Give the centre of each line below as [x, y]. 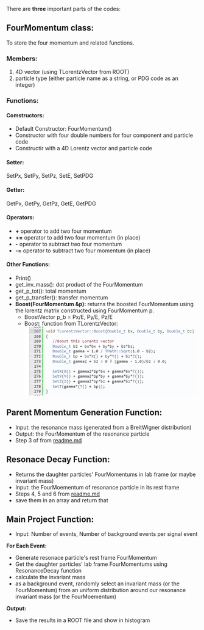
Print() [23, 278]
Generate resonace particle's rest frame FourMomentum [86, 558]
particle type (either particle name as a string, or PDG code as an [97, 78]
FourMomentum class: [50, 28]
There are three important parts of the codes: [63, 9]
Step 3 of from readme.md [48, 440]
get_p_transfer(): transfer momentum [62, 298]
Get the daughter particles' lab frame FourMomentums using [91, 564]
